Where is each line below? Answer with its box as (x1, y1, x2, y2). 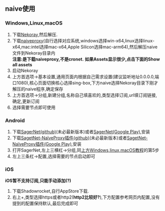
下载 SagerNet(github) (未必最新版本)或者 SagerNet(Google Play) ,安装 (12, 128, 150, 134)
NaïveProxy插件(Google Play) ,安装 (12, 141, 82, 147)
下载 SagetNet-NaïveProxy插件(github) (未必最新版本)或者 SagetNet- (12, 135, 148, 141)
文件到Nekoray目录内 (12, 50, 55, 56)
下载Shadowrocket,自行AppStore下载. (12, 188, 89, 194)
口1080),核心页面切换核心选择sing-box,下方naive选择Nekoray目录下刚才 (12, 80, 158, 86)
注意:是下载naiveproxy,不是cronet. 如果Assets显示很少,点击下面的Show (12, 56, 160, 62)
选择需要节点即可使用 (12, 104, 55, 110)
